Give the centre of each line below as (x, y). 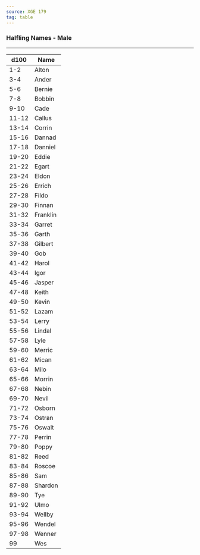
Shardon (46, 485)
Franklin (46, 215)
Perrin (43, 437)
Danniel (45, 147)
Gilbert (44, 243)
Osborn (45, 408)
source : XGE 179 (26, 12)
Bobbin (44, 99)
